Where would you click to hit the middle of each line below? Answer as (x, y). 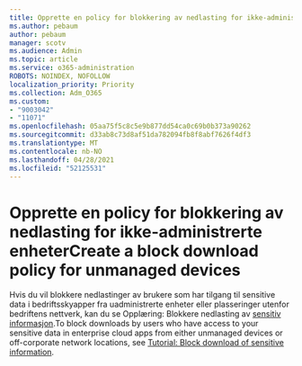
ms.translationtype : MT (54, 143)
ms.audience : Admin (46, 51)
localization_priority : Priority (72, 85)
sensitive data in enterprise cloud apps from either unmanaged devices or (146, 333)
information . (32, 353)
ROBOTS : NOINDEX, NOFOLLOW (60, 76)
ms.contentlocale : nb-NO (56, 151)
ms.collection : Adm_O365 (56, 93)
